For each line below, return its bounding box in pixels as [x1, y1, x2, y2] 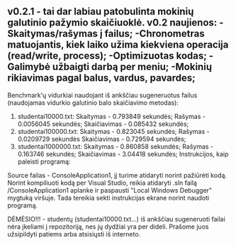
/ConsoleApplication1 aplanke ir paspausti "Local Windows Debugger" [7, 186, 213, 194]
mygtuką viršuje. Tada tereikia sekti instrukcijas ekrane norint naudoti [7, 193, 210, 202]
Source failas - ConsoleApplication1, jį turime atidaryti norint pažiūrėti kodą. [7, 171, 227, 179]
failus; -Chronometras [104, 28, 205, 40]
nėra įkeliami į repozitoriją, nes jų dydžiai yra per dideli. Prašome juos [7, 222, 209, 231]
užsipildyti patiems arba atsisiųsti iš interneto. [7, 229, 141, 238]
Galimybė [7, 61, 51, 73]
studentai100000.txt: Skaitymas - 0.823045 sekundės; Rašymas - [17, 127, 210, 135]
